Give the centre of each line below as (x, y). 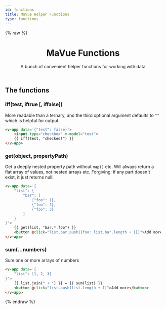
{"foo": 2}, (44, 205)
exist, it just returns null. (29, 177)
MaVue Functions (83, 53)
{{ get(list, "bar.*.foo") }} (45, 228)
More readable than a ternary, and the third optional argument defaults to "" (82, 115)
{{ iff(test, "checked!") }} (44, 139)
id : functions (20, 10)
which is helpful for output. (33, 120)
